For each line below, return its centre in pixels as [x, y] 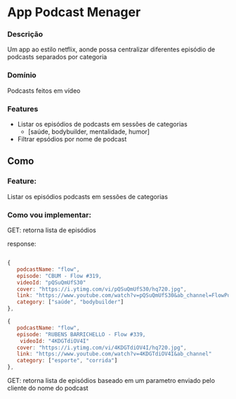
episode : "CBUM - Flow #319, [59, 276]
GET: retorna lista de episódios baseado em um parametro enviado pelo [111, 381]
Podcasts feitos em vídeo [44, 90]
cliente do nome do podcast [48, 388]
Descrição [25, 34]
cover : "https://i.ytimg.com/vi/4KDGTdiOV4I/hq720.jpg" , [102, 348]
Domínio [22, 75]
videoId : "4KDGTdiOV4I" [55, 341]
